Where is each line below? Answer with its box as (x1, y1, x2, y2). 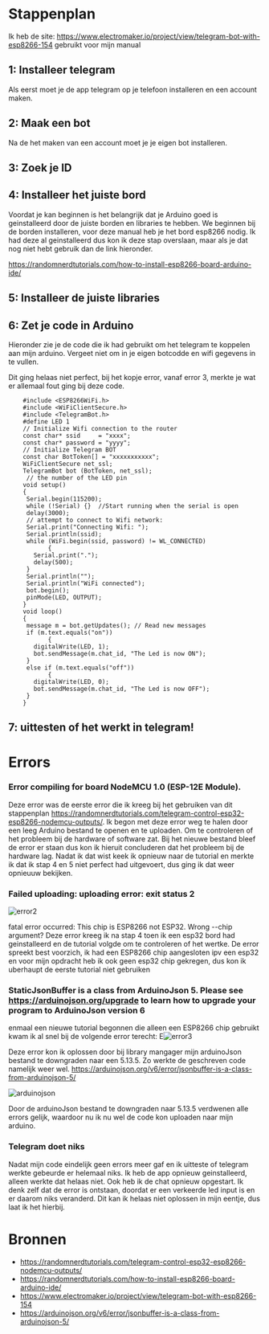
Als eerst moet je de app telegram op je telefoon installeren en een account (8, 84, 257, 94)
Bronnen (8, 1230, 67, 1248)
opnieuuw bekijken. (8, 868, 73, 878)
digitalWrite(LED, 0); (33, 677, 110, 685)
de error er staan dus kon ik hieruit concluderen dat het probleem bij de (8, 842, 245, 852)
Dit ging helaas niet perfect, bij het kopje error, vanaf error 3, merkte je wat (8, 372, 256, 382)
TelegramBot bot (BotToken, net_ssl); (22, 467, 153, 475)
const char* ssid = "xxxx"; (22, 432, 131, 440)
